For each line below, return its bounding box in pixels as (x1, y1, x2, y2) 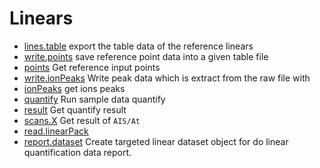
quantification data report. (23, 146, 132, 158)
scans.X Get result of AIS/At (23, 114, 141, 126)
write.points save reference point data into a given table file (23, 50, 269, 62)
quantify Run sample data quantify (23, 93, 166, 105)
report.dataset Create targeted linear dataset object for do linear (23, 135, 289, 147)
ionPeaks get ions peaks (23, 82, 126, 94)
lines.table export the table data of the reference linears (23, 40, 254, 52)
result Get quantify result (23, 103, 127, 116)
